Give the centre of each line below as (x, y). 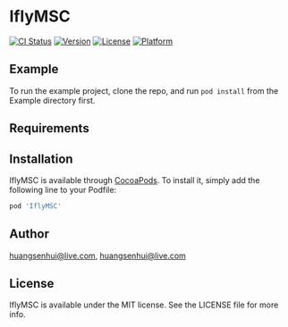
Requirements (49, 128)
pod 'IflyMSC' (36, 206)
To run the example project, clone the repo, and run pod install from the (144, 90)
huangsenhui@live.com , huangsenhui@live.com (97, 256)
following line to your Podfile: (63, 189)
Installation (41, 159)
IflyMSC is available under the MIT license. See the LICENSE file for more (144, 305)
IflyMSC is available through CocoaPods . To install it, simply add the (135, 180)
